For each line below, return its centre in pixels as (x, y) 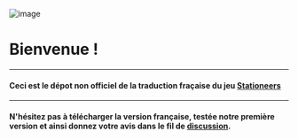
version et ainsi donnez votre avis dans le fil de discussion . (120, 126)
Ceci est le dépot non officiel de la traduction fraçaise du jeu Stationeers (145, 85)
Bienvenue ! (54, 50)
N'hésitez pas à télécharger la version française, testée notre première (142, 116)
